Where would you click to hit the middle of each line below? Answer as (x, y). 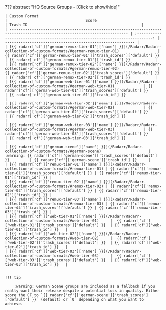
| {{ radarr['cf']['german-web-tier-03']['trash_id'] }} (66, 138)
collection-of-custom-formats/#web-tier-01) (52, 221)
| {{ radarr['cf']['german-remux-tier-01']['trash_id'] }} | (81, 60)
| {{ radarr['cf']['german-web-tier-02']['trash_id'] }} (66, 116)
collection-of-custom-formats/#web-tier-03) (52, 256)
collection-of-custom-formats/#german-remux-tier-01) (62, 51)
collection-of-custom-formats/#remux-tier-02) (54, 186)
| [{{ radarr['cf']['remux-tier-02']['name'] (53, 182)
